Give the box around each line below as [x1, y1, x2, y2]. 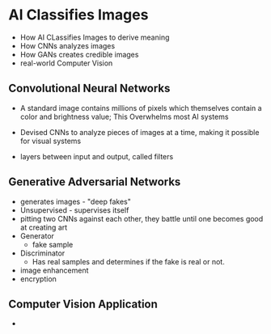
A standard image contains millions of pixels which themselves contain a [19, 103, 262, 112]
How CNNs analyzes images [19, 40, 116, 50]
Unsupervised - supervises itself [19, 205, 129, 215]
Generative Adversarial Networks [8, 175, 181, 189]
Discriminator [19, 248, 66, 258]
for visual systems [19, 136, 82, 146]
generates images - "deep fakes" [19, 197, 131, 206]
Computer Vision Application [8, 297, 158, 311]
